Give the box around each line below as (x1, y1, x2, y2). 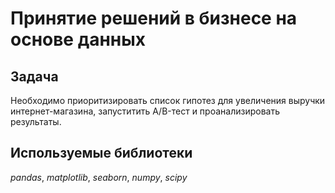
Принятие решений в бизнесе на (10, 7, 298, 30)
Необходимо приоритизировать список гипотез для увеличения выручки (10, 95, 326, 106)
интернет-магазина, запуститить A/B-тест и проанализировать (10, 105, 280, 117)
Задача (10, 68, 59, 85)
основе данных (10, 28, 147, 51)
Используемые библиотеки (10, 145, 193, 162)
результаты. (10, 116, 62, 127)
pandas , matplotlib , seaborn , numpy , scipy (10, 171, 188, 183)
